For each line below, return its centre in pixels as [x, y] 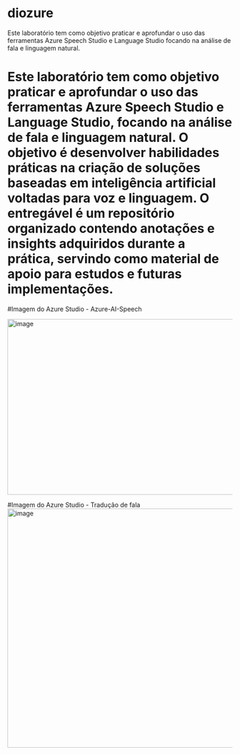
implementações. [60, 289]
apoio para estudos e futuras [95, 274]
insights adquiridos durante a [96, 244]
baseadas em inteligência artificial [112, 183]
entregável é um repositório [91, 214]
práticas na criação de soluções [104, 168]
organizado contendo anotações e [111, 229]
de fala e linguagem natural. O [98, 138]
